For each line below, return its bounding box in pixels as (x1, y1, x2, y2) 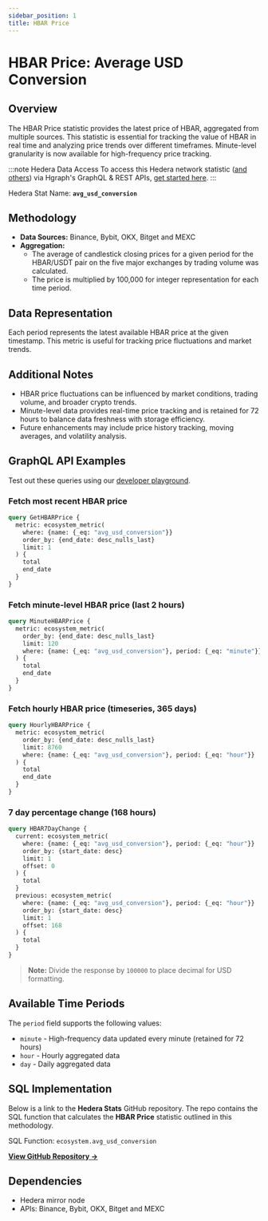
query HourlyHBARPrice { (8, 721, 91, 729)
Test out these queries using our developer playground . (8, 476, 191, 485)
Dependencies (8, 1174, 82, 1187)
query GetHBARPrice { (8, 514, 81, 522)
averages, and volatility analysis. (19, 431, 128, 441)
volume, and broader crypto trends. (19, 397, 137, 407)
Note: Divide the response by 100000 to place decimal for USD (27, 965, 232, 974)
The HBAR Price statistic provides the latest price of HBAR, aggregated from (8, 123, 259, 132)
